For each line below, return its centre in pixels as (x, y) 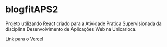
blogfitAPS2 (32, 9)
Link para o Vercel (24, 39)
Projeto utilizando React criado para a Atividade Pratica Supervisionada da (83, 24)
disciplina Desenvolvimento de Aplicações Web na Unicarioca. (71, 29)
